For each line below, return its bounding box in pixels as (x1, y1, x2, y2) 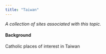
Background (5, 32, 31, 38)
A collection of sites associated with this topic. (5, 21, 101, 27)
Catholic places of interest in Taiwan (5, 43, 80, 49)
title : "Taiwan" (5, 7, 39, 12)
